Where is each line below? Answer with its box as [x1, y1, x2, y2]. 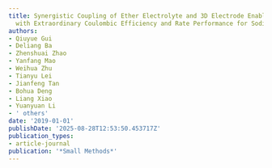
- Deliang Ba [8, 42, 53, 50]
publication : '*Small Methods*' [8, 147, 117, 155]
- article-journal [8, 139, 70, 148]
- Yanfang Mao [8, 57, 57, 65]
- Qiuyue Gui [8, 34, 53, 43]
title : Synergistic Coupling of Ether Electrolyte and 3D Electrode [8, 11, 244, 20]
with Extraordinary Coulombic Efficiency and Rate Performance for [15, 19, 249, 27]
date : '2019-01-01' [8, 117, 74, 125]
